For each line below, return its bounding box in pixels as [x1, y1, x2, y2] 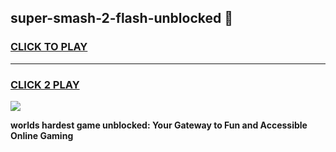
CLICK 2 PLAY [10, 77, 80, 91]
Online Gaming [10, 129, 74, 141]
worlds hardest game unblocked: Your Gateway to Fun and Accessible [10, 119, 308, 131]
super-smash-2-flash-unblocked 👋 [10, 10, 233, 27]
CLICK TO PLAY [10, 40, 88, 54]
